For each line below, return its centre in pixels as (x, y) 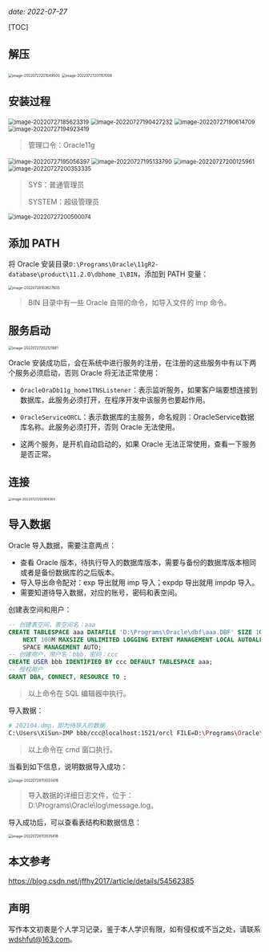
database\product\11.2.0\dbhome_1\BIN (73, 275)
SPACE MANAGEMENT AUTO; (62, 647)
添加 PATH (34, 244)
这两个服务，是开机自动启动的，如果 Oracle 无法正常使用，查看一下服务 (138, 444)
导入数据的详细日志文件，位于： (80, 795)
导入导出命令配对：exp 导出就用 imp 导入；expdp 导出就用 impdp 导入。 (139, 582)
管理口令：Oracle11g (61, 144)
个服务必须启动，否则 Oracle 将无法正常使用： (84, 373)
